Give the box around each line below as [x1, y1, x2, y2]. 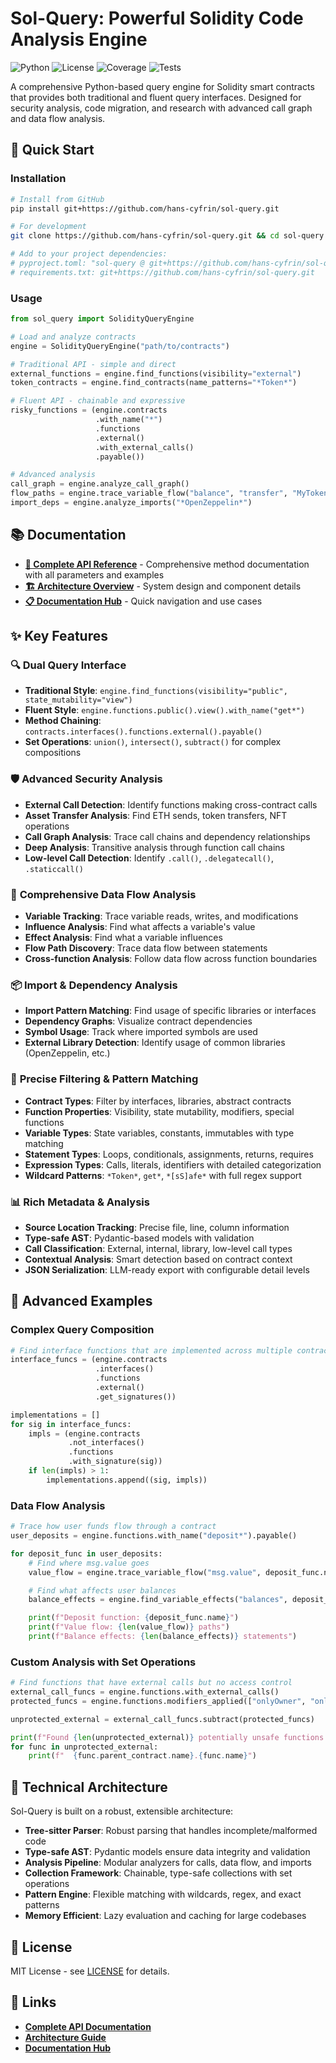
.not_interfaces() [68, 1438, 145, 1448]
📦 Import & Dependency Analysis [10, 978, 178, 992]
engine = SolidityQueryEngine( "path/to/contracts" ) [10, 341, 230, 351]
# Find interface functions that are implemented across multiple [10, 1345, 293, 1356]
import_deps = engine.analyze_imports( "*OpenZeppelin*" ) [10, 498, 253, 508]
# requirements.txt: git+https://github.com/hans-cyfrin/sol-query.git [10, 267, 315, 277]
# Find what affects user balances [28, 1585, 177, 1596]
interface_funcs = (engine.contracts [10, 1355, 168, 1365]
